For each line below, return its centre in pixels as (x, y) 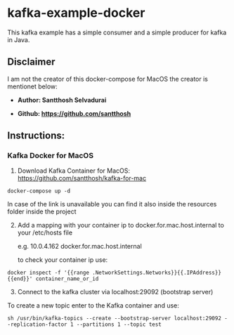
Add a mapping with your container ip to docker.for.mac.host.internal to (121, 225)
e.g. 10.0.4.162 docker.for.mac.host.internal (79, 247)
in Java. (19, 39)
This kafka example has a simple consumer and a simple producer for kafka (117, 32)
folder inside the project (42, 211)
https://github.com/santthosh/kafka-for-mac (82, 178)
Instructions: (36, 136)
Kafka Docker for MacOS (50, 156)
